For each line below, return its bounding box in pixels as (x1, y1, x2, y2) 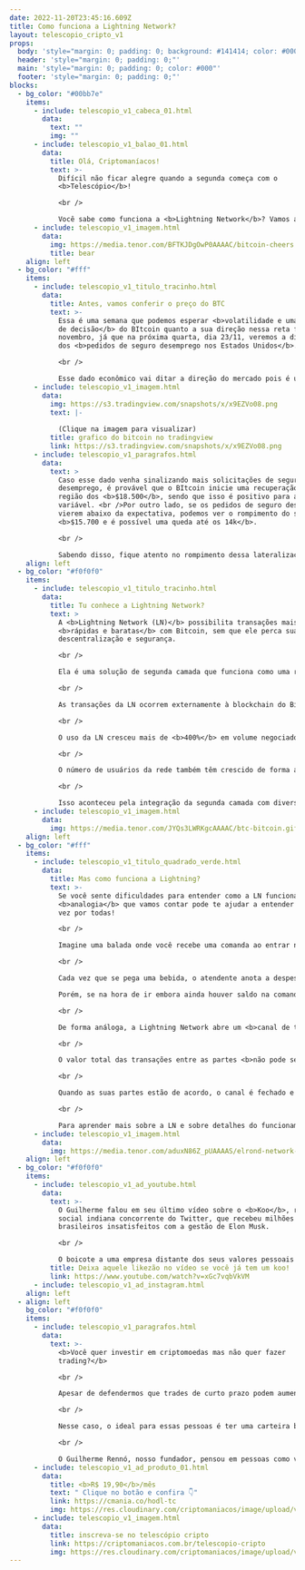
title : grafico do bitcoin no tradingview (49, 433, 213, 443)
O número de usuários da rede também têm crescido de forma (57, 766, 290, 775)
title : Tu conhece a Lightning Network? (49, 601, 205, 610)
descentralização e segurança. (57, 634, 177, 644)
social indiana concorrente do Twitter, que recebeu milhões (57, 1213, 295, 1223)
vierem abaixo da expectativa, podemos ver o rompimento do (57, 509, 290, 518)
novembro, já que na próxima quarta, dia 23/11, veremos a (57, 333, 286, 342)
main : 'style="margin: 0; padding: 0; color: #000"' (17, 64, 221, 74)
